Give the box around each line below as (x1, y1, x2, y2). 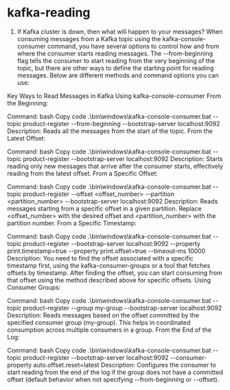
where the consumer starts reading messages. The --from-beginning (16, 49, 214, 58)
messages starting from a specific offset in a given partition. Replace (7, 204, 202, 212)
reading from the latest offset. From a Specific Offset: (7, 169, 158, 178)
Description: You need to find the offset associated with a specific (7, 254, 194, 262)
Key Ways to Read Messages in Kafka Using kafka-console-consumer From (7, 91, 222, 100)
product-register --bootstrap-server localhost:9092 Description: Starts (23, 154, 223, 162)
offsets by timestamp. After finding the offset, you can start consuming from (7, 269, 223, 277)
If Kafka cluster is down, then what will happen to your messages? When (16, 27, 223, 36)
